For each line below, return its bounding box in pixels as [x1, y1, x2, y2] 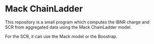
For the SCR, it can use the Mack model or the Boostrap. [5, 33, 118, 39]
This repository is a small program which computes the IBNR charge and [5, 19, 150, 25]
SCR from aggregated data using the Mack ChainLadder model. [5, 24, 132, 30]
